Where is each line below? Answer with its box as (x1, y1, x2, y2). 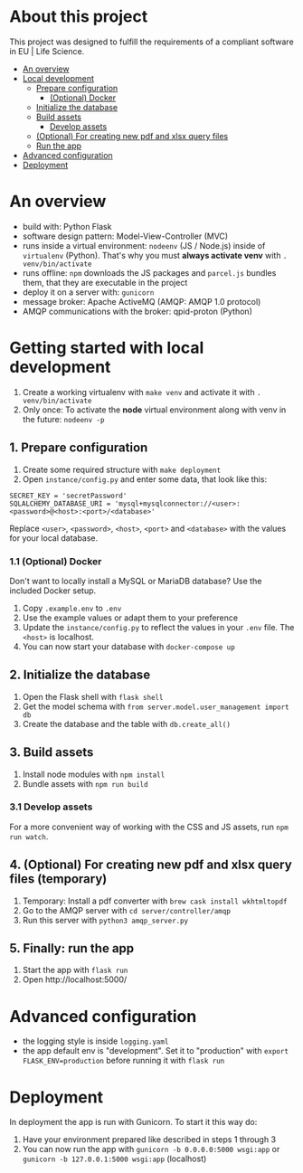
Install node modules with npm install (22, 769, 166, 780)
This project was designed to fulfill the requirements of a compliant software (9, 36, 294, 47)
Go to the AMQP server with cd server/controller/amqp (22, 904, 231, 915)
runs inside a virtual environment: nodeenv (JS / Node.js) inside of (22, 240, 266, 251)
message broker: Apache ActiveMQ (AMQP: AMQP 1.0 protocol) (22, 296, 261, 307)
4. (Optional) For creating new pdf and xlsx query (9, 857, 292, 873)
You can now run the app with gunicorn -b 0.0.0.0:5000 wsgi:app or (22, 1144, 280, 1155)
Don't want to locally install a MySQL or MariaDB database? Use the (9, 575, 262, 586)
